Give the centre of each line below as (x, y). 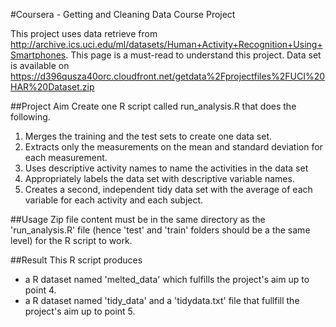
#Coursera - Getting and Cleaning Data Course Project (123, 14)
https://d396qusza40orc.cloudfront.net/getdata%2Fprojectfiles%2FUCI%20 (168, 76)
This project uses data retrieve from (84, 33)
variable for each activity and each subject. (114, 200)
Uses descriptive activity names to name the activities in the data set (166, 168)
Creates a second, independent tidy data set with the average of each (168, 189)
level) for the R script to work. (71, 240)
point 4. (40, 290)
